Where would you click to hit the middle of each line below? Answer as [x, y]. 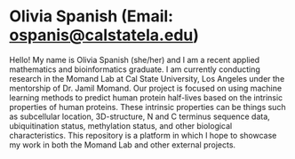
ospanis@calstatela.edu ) [104, 35]
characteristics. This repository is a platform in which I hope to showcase [143, 135]
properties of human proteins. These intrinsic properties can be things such [147, 107]
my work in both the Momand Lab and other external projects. [123, 145]
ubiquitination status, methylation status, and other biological [121, 125]
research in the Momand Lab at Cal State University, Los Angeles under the [147, 78]
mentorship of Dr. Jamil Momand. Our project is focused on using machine [146, 88]
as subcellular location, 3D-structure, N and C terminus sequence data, [140, 116]
